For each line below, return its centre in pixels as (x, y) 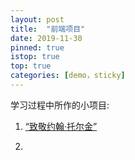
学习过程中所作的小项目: (60, 105)
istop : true (35, 57)
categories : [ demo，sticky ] (68, 76)
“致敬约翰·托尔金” (61, 126)
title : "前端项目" (48, 29)
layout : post (37, 19)
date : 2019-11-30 (46, 38)
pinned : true (37, 47)
